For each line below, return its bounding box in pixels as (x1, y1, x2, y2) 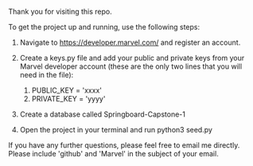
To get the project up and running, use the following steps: (8, 22, 200, 31)
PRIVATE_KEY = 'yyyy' (31, 94, 106, 103)
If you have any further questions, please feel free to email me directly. (8, 140, 240, 150)
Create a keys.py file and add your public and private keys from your (19, 53, 245, 62)
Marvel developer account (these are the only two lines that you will (19, 61, 243, 71)
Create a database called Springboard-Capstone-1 (19, 109, 185, 119)
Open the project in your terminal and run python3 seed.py (19, 125, 213, 134)
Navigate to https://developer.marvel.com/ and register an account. (19, 38, 241, 47)
